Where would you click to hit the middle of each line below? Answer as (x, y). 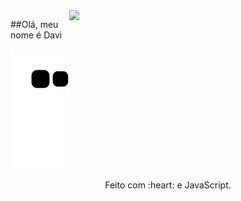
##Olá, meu (34, 24)
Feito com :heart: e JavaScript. (168, 185)
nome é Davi (36, 35)
